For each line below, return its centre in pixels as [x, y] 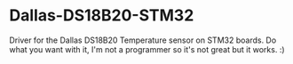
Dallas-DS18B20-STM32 [102, 16]
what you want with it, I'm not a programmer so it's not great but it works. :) [147, 49]
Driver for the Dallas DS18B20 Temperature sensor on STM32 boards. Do [143, 40]
